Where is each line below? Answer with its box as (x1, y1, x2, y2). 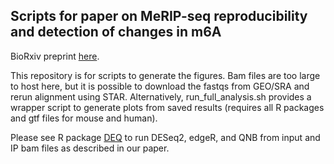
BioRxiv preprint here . (10, 50, 100, 62)
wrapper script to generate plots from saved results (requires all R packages (10, 101, 325, 113)
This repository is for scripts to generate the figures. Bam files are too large (10, 69, 321, 81)
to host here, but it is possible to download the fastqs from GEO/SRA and (10, 80, 310, 92)
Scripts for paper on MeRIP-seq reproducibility (10, 8, 308, 25)
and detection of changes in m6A (10, 24, 222, 41)
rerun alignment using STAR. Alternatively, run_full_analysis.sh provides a (10, 90, 312, 103)
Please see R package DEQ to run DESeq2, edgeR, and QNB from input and (10, 131, 321, 143)
